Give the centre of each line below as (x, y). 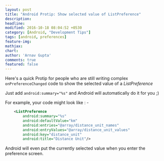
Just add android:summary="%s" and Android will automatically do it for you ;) (82, 93)
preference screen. (24, 154)
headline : (15, 23)
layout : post (18, 10)
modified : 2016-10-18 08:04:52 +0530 (44, 28)
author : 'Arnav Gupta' (28, 55)
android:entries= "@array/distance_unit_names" (71, 125)
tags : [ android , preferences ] (36, 37)
